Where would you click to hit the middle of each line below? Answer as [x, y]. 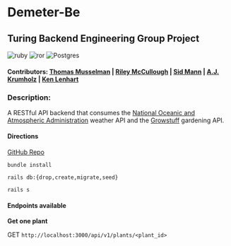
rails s [19, 190]
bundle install [30, 165]
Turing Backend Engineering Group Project [103, 39]
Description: [29, 98]
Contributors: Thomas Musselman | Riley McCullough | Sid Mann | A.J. [113, 71]
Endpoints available [37, 205]
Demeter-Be [44, 12]
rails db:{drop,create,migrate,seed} [63, 177]
